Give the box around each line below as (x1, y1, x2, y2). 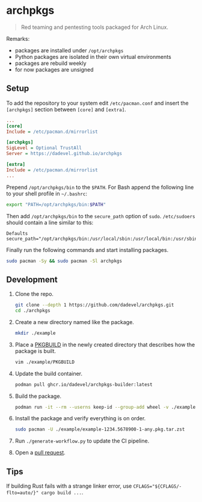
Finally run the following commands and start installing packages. (6, 246, 169, 253)
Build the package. (14, 392, 62, 400)
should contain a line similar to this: (6, 219, 94, 226)
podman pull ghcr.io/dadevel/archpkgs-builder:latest (14, 381, 153, 388)
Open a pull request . (14, 449, 66, 456)
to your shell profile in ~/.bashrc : (6, 190, 87, 197)
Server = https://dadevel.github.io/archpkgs (6, 151, 122, 157)
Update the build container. (14, 370, 83, 377)
